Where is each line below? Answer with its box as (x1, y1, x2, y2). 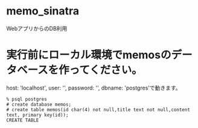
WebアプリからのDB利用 (6, 25, 68, 32)
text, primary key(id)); (6, 112, 69, 118)
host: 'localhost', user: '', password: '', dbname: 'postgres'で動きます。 (6, 84, 181, 91)
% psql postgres (6, 96, 47, 102)
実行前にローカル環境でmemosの (6, 48, 171, 62)
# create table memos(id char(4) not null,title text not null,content (6, 106, 190, 112)
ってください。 (69, 63, 143, 77)
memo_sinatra (6, 4, 80, 18)
